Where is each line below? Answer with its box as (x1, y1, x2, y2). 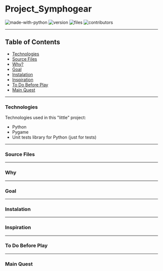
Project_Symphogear (5, 3, 92, 15)
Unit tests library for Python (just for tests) (12, 134, 97, 140)
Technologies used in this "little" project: (5, 115, 86, 121)
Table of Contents (5, 38, 61, 47)
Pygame (12, 129, 29, 135)
